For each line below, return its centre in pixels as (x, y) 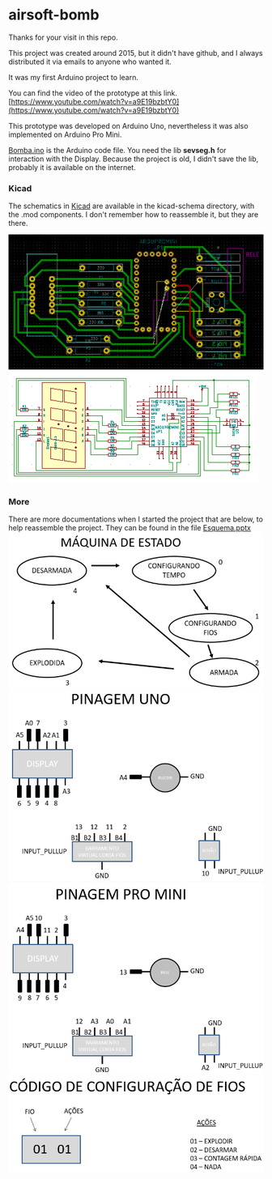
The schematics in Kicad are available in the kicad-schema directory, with (132, 206)
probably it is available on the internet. (72, 167)
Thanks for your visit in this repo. (64, 37)
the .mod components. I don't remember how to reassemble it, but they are (134, 215)
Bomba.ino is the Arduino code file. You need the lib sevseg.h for (117, 150)
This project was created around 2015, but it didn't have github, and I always (136, 53)
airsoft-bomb (54, 15)
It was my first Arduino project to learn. (74, 77)
